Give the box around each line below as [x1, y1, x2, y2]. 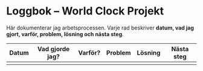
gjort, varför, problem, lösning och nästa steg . [6, 30, 124, 37]
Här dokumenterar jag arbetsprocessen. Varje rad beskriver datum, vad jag [6, 24, 195, 31]
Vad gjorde [37, 45, 70, 53]
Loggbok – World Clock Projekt [6, 4, 164, 18]
